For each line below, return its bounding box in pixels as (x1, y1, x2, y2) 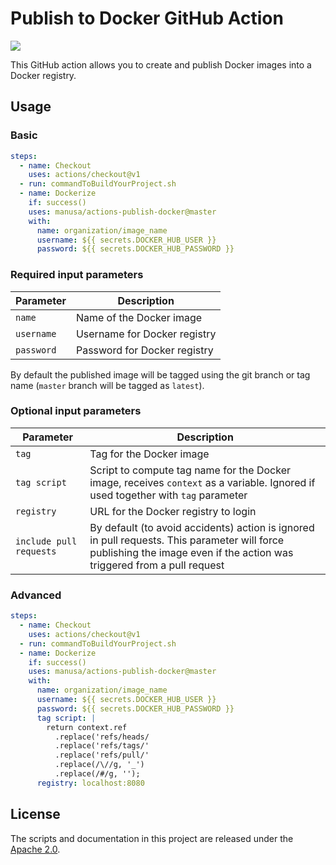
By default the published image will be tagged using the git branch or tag (10, 368, 311, 381)
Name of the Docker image (75, 310, 203, 324)
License (10, 806, 61, 823)
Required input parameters (10, 268, 144, 282)
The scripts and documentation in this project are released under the (10, 832, 294, 844)
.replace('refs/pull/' (54, 750, 150, 761)
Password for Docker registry (75, 343, 214, 357)
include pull (15, 535, 78, 547)
